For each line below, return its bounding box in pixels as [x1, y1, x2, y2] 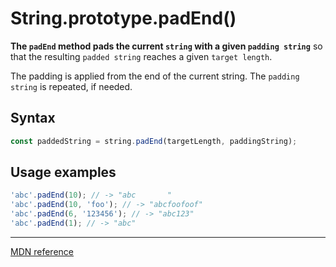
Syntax [10, 110, 56, 127]
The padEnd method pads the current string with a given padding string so [10, 40, 323, 52]
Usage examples [10, 164, 117, 181]
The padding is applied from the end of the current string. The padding [10, 70, 300, 82]
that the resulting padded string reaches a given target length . [10, 50, 273, 62]
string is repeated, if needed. [10, 80, 133, 92]
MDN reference [10, 245, 75, 257]
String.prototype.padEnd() [10, 7, 237, 30]
